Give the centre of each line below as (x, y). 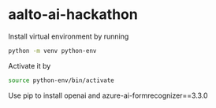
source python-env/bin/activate (61, 80)
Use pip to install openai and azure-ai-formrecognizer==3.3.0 (108, 95)
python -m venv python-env (52, 50)
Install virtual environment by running (69, 36)
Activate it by (30, 65)
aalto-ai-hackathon (73, 15)
